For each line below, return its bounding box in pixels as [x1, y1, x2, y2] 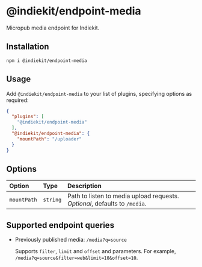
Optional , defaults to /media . [67, 199, 147, 208]
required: [6, 96, 29, 104]
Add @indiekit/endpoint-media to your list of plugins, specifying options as [6, 90, 192, 97]
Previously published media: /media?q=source [14, 236, 127, 243]
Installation [6, 42, 49, 52]
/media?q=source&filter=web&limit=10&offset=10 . [14, 254, 138, 262]
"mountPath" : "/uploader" [17, 136, 82, 142]
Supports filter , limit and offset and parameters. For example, [14, 248, 176, 255]
